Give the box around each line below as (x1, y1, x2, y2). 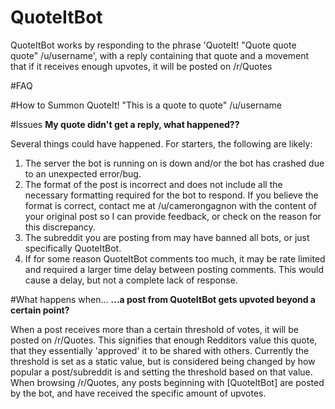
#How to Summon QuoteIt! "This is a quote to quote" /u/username (10, 99, 282, 111)
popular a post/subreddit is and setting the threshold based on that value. (10, 366, 313, 378)
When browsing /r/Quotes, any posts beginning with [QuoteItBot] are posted (10, 376, 325, 388)
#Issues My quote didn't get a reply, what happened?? (10, 118, 240, 130)
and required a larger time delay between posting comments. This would (24, 263, 324, 275)
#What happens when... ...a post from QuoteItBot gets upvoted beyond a (10, 293, 316, 305)
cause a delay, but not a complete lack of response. (24, 274, 238, 286)
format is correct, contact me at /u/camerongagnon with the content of (24, 199, 318, 211)
